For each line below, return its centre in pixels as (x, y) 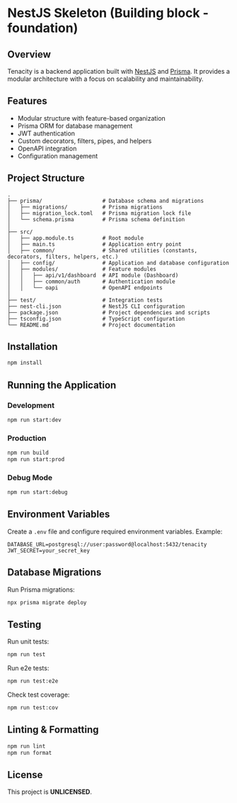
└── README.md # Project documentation (91, 325)
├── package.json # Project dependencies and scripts (109, 312)
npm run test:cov (33, 708)
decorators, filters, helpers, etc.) (63, 257)
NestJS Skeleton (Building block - (108, 13)
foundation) (43, 28)
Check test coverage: (39, 695)
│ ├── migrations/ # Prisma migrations (85, 207)
